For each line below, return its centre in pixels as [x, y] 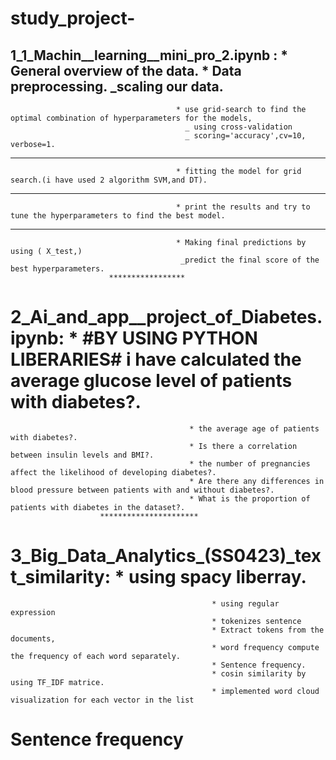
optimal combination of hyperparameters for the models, [131, 118]
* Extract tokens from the [268, 630]
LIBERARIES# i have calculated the [156, 359]
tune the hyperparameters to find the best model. [118, 216]
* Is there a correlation [243, 446]
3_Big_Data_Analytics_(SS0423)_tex [166, 556]
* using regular [245, 603]
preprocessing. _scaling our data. [117, 86]
